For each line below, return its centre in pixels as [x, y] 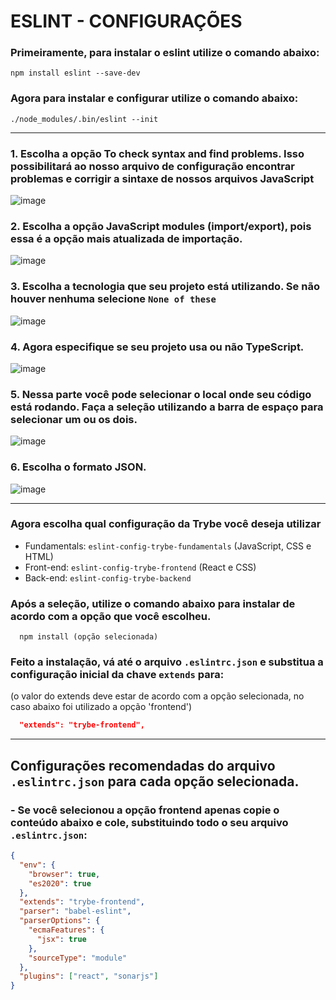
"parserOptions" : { [60, 921]
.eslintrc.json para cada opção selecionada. [155, 781]
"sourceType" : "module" [78, 958]
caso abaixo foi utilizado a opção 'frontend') [101, 707]
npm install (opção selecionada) [89, 637]
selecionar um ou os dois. [74, 419]
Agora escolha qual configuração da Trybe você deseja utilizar [166, 524]
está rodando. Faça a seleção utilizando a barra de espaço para [167, 407]
